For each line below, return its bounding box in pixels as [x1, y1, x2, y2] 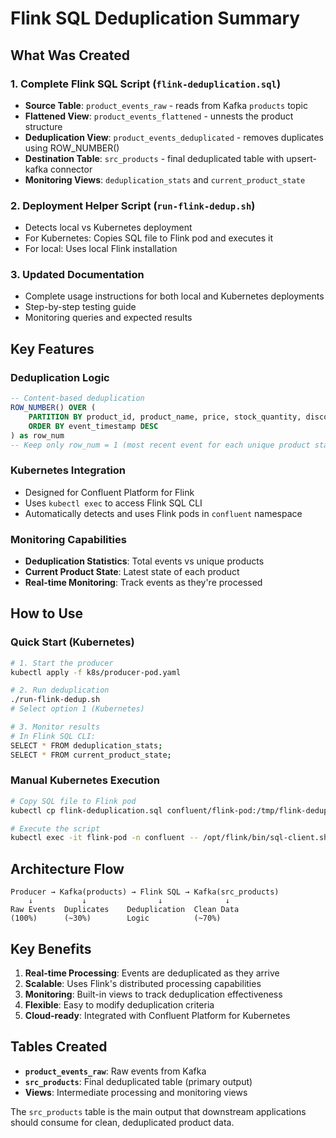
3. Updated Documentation [10, 268, 145, 282]
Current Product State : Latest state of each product [24, 566, 240, 577]
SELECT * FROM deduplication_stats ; [10, 740, 163, 751]
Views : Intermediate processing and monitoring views [24, 1086, 248, 1098]
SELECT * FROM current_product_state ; [10, 750, 172, 760]
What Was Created [10, 47, 130, 64]
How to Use [10, 605, 84, 622]
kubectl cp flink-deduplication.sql [10, 805, 163, 816]
